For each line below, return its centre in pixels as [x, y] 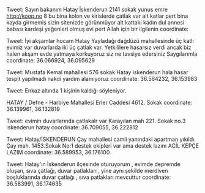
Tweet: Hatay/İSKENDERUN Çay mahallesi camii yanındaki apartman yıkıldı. [101, 139]
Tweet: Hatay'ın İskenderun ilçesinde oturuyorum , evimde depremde [93, 164]
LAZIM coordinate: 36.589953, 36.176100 [58, 152]
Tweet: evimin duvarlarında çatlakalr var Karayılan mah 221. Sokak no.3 [96, 121]
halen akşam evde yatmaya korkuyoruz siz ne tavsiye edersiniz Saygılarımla [102, 54]
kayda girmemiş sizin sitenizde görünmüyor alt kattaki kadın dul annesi [95, 22]
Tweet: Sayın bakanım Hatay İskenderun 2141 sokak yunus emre [87, 9]
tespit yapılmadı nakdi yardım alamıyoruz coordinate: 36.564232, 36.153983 [102, 79]
